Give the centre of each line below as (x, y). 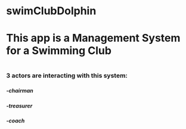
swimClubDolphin (51, 11)
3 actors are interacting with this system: (67, 75)
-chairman (20, 91)
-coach (15, 121)
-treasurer (19, 106)
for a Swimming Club (59, 51)
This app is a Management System (93, 38)
